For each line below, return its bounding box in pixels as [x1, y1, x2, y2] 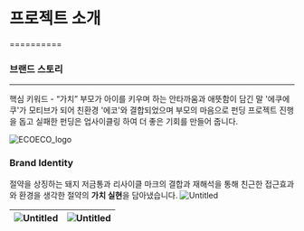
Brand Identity [9, 157, 74, 170]
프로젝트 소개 [9, 8, 101, 29]
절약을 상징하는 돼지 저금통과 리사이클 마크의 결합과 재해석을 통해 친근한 [9, 178, 263, 189]
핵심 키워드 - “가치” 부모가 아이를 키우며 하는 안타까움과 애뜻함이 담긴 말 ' [9, 94, 269, 105]
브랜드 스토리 [9, 62, 63, 75]
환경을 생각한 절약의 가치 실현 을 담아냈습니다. [18, 189, 178, 200]
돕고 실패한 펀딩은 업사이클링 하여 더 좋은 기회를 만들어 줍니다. [18, 116, 239, 127]
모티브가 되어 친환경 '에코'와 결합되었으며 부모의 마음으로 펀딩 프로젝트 [28, 105, 278, 115]
